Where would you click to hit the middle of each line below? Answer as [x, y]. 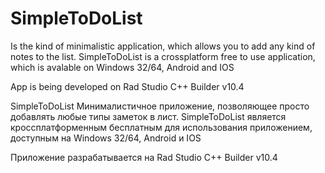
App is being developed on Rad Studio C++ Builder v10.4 [127, 86]
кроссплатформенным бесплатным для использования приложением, [161, 127]
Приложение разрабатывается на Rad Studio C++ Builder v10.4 [144, 157]
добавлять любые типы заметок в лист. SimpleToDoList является [148, 116]
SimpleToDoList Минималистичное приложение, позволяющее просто [160, 106]
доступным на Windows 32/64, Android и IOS [106, 138]
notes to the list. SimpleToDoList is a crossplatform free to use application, [163, 56]
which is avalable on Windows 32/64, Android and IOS [122, 67]
